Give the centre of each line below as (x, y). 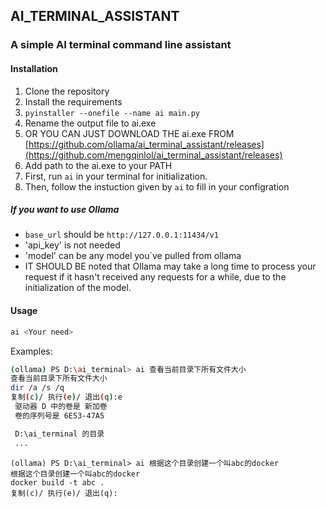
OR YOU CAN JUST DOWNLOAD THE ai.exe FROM (129, 133)
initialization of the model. (78, 288)
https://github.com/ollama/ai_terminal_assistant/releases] (146, 144)
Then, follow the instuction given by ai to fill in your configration (157, 186)
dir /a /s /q (37, 388)
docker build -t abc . (57, 482)
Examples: (31, 351)
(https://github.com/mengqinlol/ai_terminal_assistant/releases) (153, 155)
